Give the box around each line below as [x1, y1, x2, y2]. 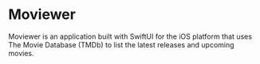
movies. [8, 48, 34, 58]
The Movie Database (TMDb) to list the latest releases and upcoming [8, 40, 234, 49]
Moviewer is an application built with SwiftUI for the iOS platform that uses [8, 32, 253, 41]
